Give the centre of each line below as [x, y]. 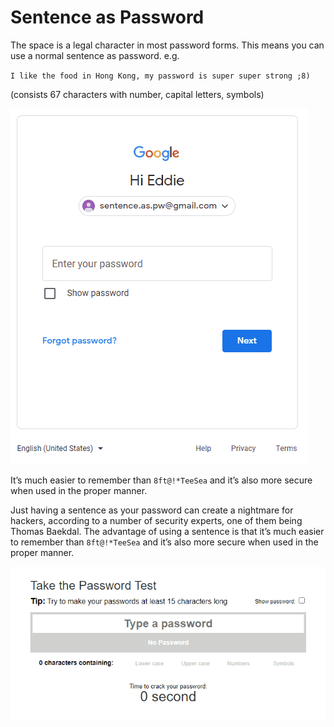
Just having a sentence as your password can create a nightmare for [152, 510]
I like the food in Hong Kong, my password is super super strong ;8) [160, 76]
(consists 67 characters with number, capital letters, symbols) [137, 94]
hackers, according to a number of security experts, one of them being [156, 520]
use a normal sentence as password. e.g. [95, 55]
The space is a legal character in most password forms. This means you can [167, 45]
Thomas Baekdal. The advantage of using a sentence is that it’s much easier [167, 531]
